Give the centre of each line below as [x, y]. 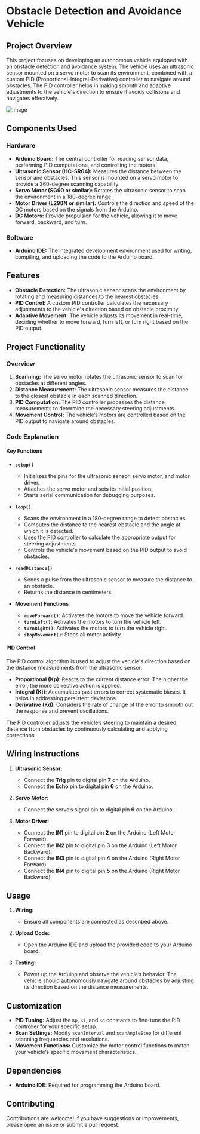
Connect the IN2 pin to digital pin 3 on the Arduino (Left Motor [100, 845]
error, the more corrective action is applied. [68, 685]
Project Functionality [46, 347]
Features [23, 276]
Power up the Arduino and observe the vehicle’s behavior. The [100, 974]
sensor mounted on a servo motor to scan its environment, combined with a [99, 73]
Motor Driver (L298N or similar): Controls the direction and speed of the [104, 203]
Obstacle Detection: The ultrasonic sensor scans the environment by [100, 290]
